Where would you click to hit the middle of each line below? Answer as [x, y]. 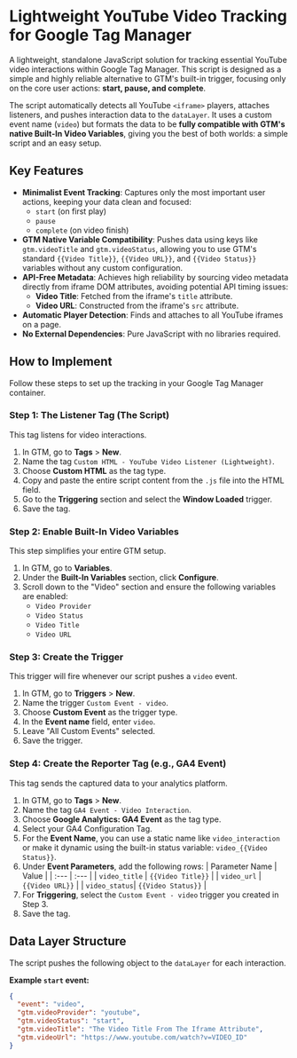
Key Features [47, 171]
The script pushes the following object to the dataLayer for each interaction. [148, 963]
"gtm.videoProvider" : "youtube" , [79, 1013]
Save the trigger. [52, 741]
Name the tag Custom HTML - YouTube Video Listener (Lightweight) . [148, 461]
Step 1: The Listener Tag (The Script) [90, 415]
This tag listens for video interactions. [78, 434]
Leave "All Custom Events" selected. [89, 731]
